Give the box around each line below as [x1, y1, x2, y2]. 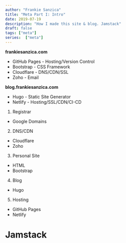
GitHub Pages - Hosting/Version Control [12, 58, 95, 64]
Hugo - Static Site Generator [12, 93, 71, 100]
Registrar [12, 108, 31, 115]
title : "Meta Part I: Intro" [5, 12, 66, 17]
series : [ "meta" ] [5, 35, 43, 40]
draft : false [5, 26, 32, 31]
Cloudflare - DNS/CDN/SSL [12, 69, 69, 75]
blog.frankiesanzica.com [5, 84, 59, 90]
